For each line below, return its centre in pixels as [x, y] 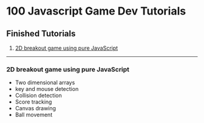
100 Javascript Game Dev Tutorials [96, 11]
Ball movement [34, 115]
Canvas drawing [36, 108]
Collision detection [38, 96]
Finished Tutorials [41, 34]
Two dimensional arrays [45, 82]
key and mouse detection [47, 89]
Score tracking [33, 102]
